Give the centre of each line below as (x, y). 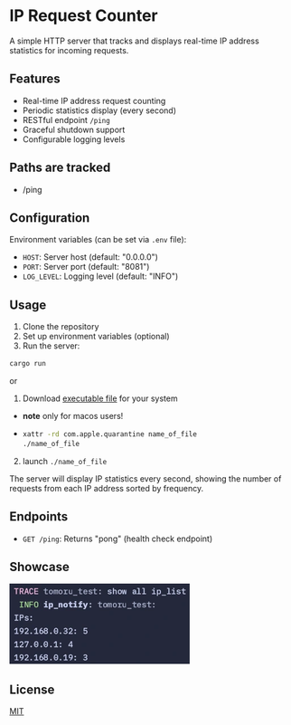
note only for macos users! (73, 416)
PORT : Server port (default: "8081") (86, 267)
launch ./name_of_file (65, 461)
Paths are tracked (60, 168)
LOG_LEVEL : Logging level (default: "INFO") (100, 276)
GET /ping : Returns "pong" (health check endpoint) (117, 539)
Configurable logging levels (74, 139)
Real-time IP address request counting (94, 100)
